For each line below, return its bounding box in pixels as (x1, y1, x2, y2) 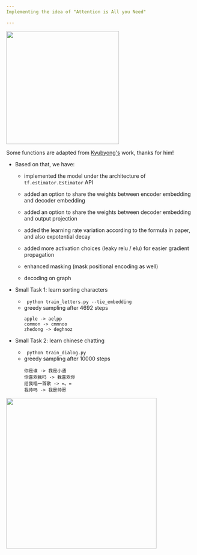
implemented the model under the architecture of (23, 172, 146, 180)
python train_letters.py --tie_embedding (26, 299, 132, 305)
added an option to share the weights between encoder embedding (23, 190, 191, 198)
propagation (23, 251, 55, 258)
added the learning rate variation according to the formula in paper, (23, 227, 190, 234)
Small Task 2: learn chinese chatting (14, 337, 105, 344)
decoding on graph (23, 274, 71, 281)
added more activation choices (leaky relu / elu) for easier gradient (23, 245, 189, 252)
